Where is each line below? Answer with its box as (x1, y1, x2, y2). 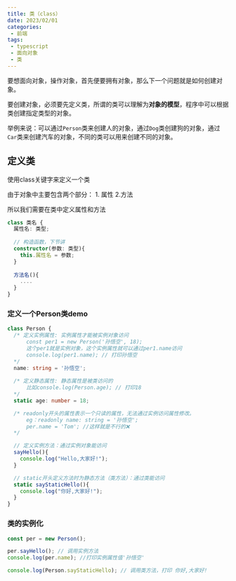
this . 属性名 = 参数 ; (20, 251, 75, 259)
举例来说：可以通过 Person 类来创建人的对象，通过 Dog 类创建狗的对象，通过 (7, 124, 221, 132)
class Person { (7, 325, 52, 333)
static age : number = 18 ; (13, 397, 90, 404)
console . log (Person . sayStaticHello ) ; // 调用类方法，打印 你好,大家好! (7, 567, 208, 574)
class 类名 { (7, 219, 44, 226)
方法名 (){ (13, 272, 39, 279)
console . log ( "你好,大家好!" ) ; (20, 487, 103, 494)
